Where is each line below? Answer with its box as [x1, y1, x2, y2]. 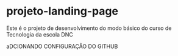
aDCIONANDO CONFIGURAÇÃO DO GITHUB [6, 43, 118, 50]
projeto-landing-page [6, 4, 119, 18]
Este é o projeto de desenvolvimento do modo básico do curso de [6, 24, 172, 32]
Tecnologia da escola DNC [6, 30, 73, 38]
